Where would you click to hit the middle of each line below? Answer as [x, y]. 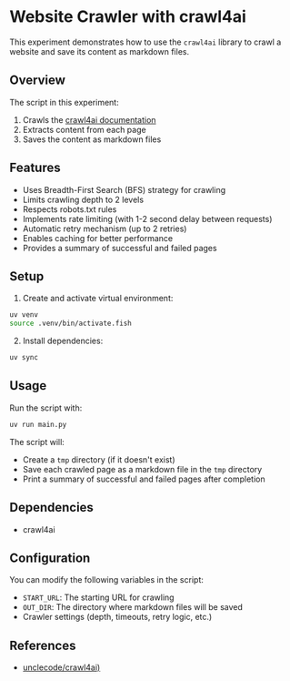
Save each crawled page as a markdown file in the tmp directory [142, 469]
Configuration [50, 558]
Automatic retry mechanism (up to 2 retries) [105, 229]
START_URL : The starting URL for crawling [98, 597]
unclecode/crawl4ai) [61, 667]
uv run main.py [38, 424]
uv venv [24, 315]
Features [35, 168]
